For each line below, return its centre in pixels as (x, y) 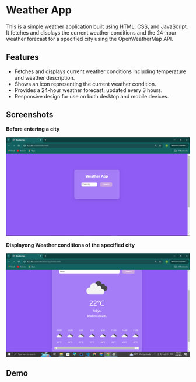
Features (22, 57)
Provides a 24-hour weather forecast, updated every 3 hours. (88, 90)
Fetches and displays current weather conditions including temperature (100, 71)
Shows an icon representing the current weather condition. (85, 84)
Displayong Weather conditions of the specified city (71, 245)
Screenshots (30, 115)
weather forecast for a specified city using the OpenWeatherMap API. (90, 39)
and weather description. (45, 77)
